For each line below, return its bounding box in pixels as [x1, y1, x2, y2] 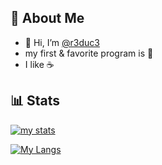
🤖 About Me [10, 10, 85, 27]
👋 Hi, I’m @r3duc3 [24, 36, 100, 48]
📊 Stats [10, 92, 61, 110]
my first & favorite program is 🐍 [24, 47, 154, 59]
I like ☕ [24, 58, 55, 70]
